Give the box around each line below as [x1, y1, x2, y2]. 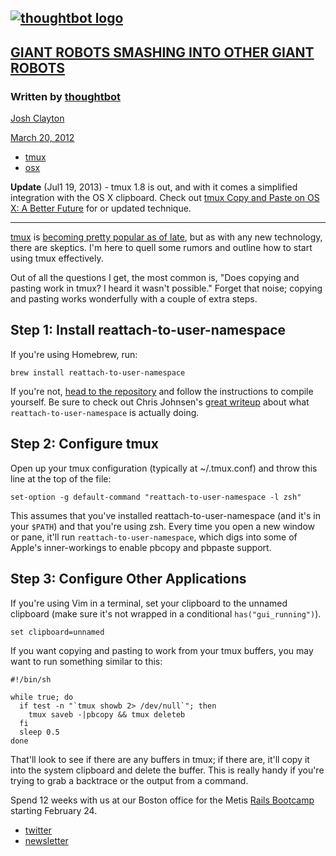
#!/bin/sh [10, 674, 52, 685]
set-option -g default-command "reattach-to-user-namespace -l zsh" [10, 492, 302, 502]
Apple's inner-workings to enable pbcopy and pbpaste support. [10, 541, 272, 553]
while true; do [10, 692, 74, 702]
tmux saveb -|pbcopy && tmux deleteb [28, 709, 186, 720]
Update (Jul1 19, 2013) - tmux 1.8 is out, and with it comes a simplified [10, 181, 298, 193]
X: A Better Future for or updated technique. [10, 202, 192, 215]
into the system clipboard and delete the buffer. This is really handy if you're [10, 764, 325, 776]
